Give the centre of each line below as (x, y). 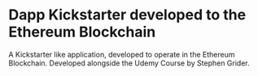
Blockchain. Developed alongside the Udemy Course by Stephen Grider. (129, 63)
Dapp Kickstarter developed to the (127, 15)
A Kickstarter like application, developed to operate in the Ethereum (122, 54)
